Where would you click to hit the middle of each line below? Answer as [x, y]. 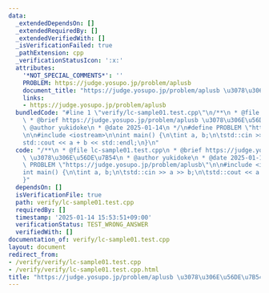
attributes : [36, 68]
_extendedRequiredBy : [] [57, 31]
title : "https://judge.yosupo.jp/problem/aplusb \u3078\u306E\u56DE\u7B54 [136, 277]
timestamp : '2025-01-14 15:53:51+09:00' [84, 218]
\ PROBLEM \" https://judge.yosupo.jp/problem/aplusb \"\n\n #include [137, 165]
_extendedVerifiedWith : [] [60, 38]
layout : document [37, 247]
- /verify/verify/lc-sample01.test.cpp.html [84, 270]
